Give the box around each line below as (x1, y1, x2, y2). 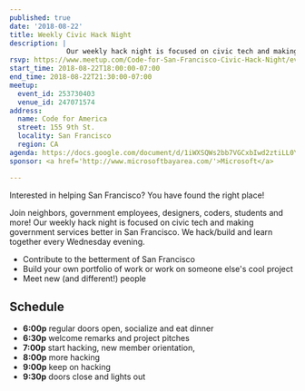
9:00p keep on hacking (22, 362, 112, 373)
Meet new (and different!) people (22, 273, 147, 284)
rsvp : (9, 55, 30, 64)
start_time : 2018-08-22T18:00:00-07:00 (9, 64, 161, 73)
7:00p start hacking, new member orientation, (22, 342, 195, 354)
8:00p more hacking (22, 352, 101, 363)
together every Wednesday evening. (9, 236, 145, 247)
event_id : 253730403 (17, 89, 95, 98)
